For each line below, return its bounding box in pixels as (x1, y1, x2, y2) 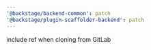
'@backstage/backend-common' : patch (6, 10, 111, 17)
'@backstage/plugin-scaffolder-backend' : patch (6, 16, 145, 23)
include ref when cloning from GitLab (6, 35, 111, 43)
